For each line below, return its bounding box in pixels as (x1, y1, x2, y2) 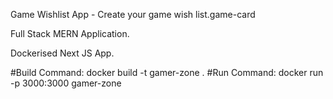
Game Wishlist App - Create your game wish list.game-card (10, 9, 256, 20)
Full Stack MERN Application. (10, 28, 130, 39)
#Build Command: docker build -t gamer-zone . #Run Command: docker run (10, 67, 324, 78)
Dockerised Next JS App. (10, 47, 115, 59)
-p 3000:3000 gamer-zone (10, 77, 122, 89)
